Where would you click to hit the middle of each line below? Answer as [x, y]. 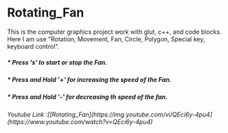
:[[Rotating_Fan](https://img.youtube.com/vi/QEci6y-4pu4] [129, 114]
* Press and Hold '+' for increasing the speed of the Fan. [89, 79]
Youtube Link [26, 114]
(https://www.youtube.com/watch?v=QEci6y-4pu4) [80, 121]
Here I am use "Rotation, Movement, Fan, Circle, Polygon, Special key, [106, 39]
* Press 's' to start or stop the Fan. [57, 62]
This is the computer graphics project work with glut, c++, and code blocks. [114, 32]
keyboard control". [33, 46]
